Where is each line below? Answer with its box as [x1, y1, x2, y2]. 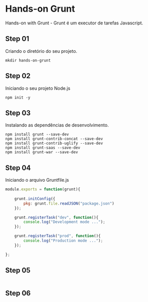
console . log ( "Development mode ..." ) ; [23, 219, 105, 225]
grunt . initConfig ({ [14, 196, 56, 201]
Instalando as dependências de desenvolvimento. [5, 122, 109, 128]
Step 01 [5, 35, 29, 43]
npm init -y [5, 95, 30, 100]
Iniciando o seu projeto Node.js [5, 85, 70, 91]
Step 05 [5, 266, 31, 275]
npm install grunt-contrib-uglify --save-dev [5, 141, 103, 146]
